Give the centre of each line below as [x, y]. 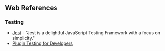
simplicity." [24, 38]
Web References [31, 8]
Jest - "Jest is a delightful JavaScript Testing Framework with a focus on [86, 33]
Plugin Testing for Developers [43, 43]
